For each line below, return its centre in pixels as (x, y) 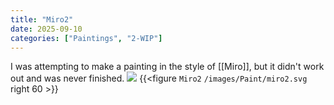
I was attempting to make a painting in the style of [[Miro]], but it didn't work (167, 67)
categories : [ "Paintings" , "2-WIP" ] (86, 38)
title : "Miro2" (42, 19)
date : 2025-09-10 (46, 29)
